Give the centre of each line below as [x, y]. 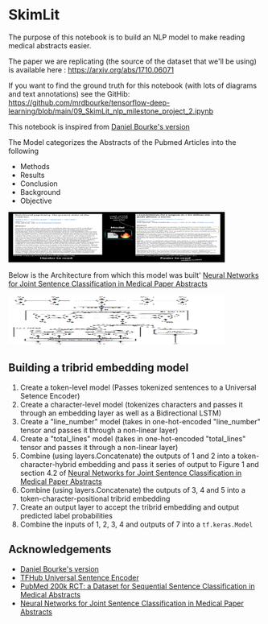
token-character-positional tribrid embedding [95, 498]
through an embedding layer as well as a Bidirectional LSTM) [121, 413]
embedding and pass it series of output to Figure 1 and [168, 464]
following [23, 151]
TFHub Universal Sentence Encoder [79, 577]
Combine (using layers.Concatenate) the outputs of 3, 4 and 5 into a [132, 490]
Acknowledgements [60, 550]
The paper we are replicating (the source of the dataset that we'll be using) [133, 61]
